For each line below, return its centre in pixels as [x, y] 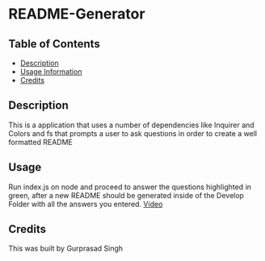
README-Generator [77, 14]
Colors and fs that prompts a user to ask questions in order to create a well [132, 133]
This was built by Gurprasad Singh [66, 249]
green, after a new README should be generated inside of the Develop [126, 195]
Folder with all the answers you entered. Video [86, 204]
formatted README [40, 142]
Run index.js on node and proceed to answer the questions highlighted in [130, 187]
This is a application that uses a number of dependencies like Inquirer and [131, 125]
